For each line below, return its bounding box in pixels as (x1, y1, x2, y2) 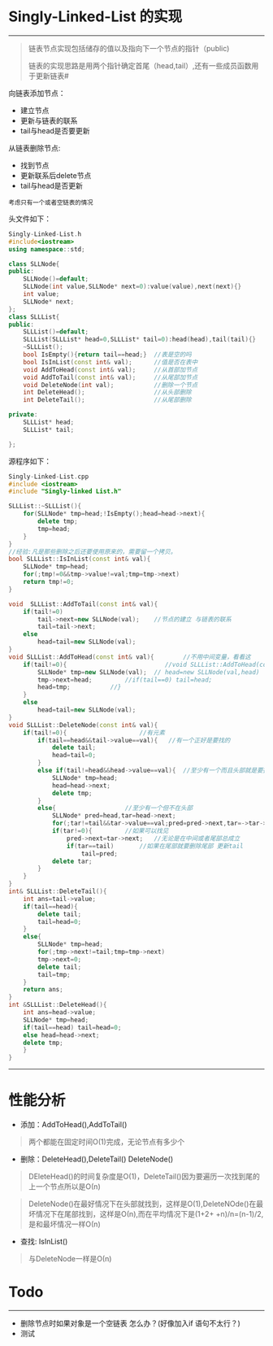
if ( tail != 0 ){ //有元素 (23, 729, 165, 737)
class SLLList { (8, 312, 60, 321)
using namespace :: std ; (8, 245, 85, 253)
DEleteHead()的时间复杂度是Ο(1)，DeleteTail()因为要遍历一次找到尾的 (28, 1172, 260, 1182)
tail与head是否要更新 (19, 125, 91, 135)
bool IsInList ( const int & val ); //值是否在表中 (23, 358, 198, 366)
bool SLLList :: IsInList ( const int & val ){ (8, 555, 151, 564)
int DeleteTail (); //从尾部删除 (23, 396, 193, 404)
